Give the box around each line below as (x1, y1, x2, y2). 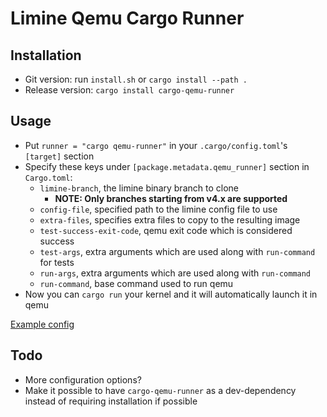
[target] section (24, 150, 95, 162)
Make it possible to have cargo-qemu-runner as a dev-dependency (24, 384, 297, 396)
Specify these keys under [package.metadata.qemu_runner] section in (24, 160, 310, 172)
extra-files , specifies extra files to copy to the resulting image (39, 213, 301, 226)
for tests (39, 256, 75, 268)
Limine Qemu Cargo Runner (10, 7, 245, 30)
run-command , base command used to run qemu (39, 277, 234, 289)
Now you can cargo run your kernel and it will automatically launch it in (24, 288, 318, 300)
